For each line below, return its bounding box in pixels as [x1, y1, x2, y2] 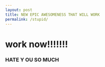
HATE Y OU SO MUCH [5, 56, 59, 63]
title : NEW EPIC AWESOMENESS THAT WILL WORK [5, 12, 100, 17]
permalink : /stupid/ [5, 17, 49, 22]
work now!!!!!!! [5, 38, 68, 50]
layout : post [5, 7, 33, 13]
